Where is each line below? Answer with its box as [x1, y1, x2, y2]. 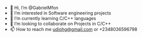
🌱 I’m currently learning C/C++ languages [10, 15, 96, 21]
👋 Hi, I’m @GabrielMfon [10, 5, 59, 10]
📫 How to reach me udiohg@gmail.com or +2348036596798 [10, 26, 137, 32]
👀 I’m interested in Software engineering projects [10, 10, 111, 16]
